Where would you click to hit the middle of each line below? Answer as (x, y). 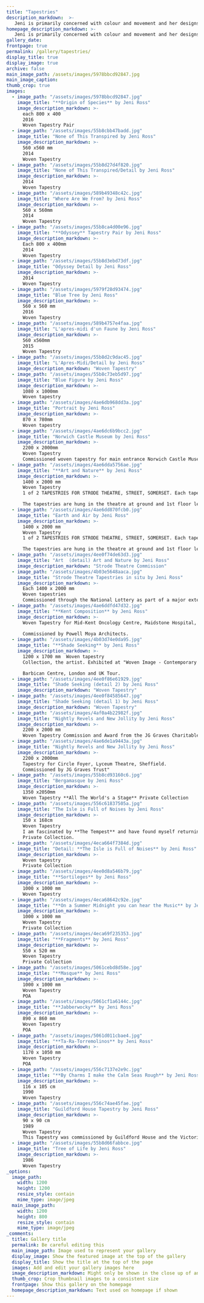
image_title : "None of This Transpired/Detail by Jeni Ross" (96, 170)
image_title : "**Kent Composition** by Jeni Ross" (83, 611)
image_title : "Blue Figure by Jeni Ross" (70, 380)
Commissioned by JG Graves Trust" (66, 770)
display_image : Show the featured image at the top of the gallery (99, 1256)
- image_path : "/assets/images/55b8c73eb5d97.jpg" (77, 374)
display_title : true (32, 57)
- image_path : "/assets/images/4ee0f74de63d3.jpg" (77, 555)
